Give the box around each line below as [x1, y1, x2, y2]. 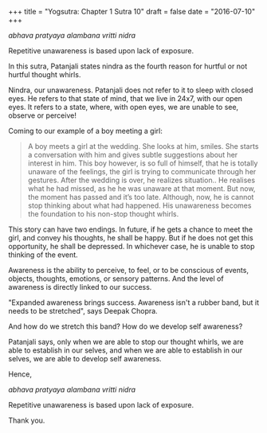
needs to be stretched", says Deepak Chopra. [8, 306, 158, 315]
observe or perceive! [8, 111, 77, 120]
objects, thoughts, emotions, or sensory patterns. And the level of [8, 274, 225, 283]
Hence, [8, 369, 33, 379]
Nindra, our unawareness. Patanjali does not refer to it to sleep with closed [8, 85, 253, 95]
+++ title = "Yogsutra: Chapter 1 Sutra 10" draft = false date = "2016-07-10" [8, 7, 256, 16]
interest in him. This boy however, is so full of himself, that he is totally [27, 158, 258, 168]
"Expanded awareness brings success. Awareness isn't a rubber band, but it [8, 298, 260, 307]
